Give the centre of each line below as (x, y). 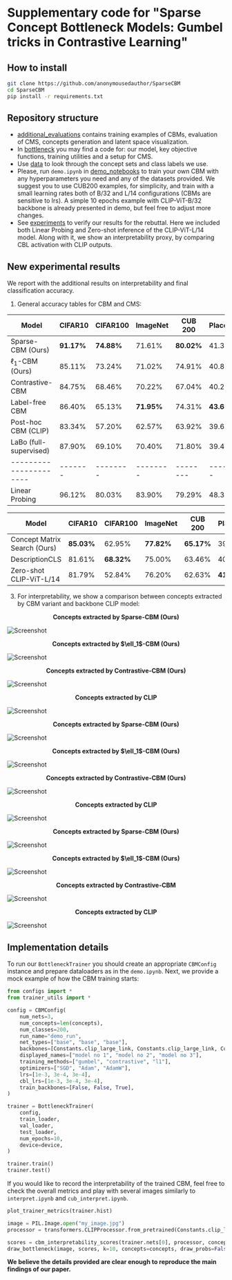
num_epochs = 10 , (41, 1139)
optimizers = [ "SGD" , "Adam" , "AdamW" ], (75, 1068)
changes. (30, 215)
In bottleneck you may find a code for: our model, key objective (107, 149)
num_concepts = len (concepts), (61, 1023)
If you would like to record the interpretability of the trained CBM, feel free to (116, 1183)
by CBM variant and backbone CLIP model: (78, 604)
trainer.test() (29, 1171)
